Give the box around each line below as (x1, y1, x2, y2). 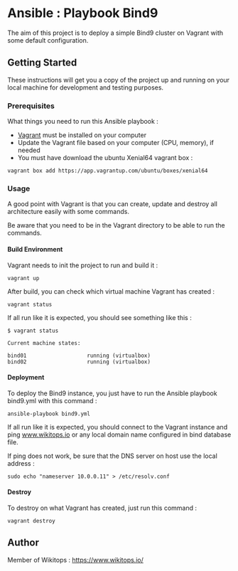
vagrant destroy (7, 517, 55, 524)
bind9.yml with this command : (7, 396, 97, 405)
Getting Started (7, 57, 77, 69)
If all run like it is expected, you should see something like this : (7, 313, 192, 321)
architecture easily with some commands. (7, 208, 130, 216)
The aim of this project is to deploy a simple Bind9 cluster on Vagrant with (7, 28, 224, 37)
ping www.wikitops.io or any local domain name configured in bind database (7, 430, 232, 439)
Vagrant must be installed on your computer (17, 131, 147, 139)
